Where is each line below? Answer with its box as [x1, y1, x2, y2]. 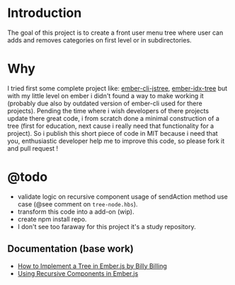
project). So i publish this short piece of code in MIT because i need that [7, 129, 218, 137]
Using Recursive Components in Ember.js [17, 269, 139, 277]
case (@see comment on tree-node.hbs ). [17, 199, 138, 208]
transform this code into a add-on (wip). [17, 207, 134, 216]
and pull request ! [7, 144, 59, 153]
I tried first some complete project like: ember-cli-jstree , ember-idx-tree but [7, 83, 228, 93]
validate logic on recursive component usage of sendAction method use [17, 192, 228, 201]
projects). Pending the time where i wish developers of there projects [7, 106, 210, 115]
